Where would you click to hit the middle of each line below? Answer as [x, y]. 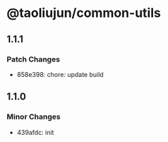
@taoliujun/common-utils [84, 13]
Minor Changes [34, 117]
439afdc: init [35, 132]
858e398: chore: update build [60, 74]
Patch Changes [34, 59]
